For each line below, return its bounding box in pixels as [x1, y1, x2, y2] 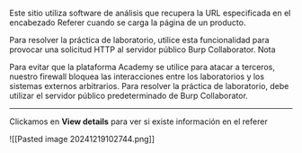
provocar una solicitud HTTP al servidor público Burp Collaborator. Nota [9, 44, 276, 55]
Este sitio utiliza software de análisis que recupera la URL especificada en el [9, 8, 291, 18]
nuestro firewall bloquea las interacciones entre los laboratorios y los [9, 71, 265, 82]
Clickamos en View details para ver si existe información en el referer [9, 116, 268, 127]
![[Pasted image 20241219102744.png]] [9, 134, 155, 144]
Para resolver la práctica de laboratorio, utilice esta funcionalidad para [9, 35, 270, 45]
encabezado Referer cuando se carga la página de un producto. [9, 17, 246, 28]
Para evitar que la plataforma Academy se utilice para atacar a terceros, [9, 62, 276, 72]
